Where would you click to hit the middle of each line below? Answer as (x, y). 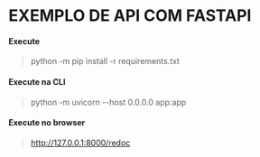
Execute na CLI (37, 81)
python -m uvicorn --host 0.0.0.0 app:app (108, 102)
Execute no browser (47, 123)
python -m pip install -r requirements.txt (105, 61)
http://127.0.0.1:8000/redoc (80, 143)
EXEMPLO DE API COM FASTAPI (130, 16)
